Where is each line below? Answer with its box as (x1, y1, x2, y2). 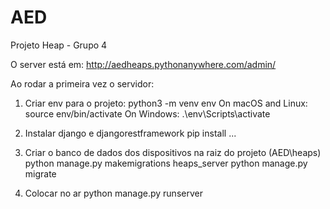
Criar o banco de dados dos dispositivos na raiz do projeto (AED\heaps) (24, 146, 322, 158)
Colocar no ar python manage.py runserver (24, 187, 203, 199)
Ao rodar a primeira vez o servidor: (10, 77, 155, 90)
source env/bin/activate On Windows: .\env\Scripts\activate (24, 107, 271, 120)
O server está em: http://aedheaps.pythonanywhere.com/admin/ (10, 58, 277, 70)
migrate (24, 167, 57, 180)
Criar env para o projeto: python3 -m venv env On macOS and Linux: (24, 97, 308, 109)
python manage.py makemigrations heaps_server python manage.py (24, 157, 308, 169)
